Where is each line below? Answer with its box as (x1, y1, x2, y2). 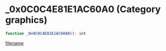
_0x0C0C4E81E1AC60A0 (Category (5, 4, 161, 15)
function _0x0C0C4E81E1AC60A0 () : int (5, 31, 86, 36)
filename (5, 40, 24, 46)
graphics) (5, 14, 48, 26)
